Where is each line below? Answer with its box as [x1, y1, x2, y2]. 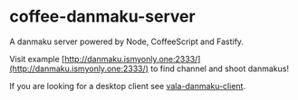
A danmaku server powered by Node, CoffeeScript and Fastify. [9, 36, 245, 47]
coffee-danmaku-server [9, 6, 197, 27]
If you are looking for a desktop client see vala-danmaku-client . [9, 80, 246, 91]
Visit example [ [9, 53, 65, 64]
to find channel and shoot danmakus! [150, 63, 290, 74]
